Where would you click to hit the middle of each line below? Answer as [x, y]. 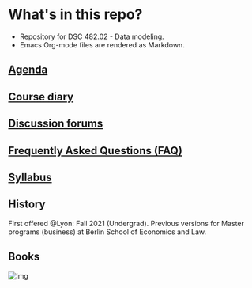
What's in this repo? [75, 15]
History [27, 205]
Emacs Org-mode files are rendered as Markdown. [102, 44]
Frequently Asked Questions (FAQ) [96, 151]
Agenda [28, 70]
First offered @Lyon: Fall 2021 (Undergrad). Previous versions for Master [126, 223]
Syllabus [30, 177]
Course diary [41, 97]
